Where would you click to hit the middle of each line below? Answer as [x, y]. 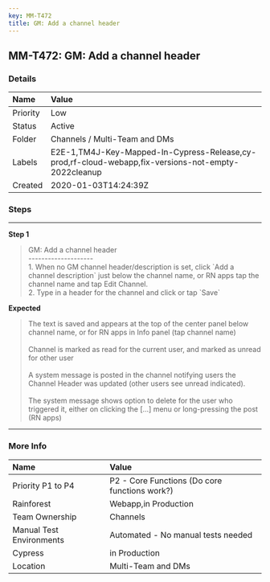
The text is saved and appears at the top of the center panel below [138, 324]
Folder [25, 139]
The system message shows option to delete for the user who [130, 401]
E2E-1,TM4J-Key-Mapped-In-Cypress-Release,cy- [154, 152]
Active [63, 126]
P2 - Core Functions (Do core [166, 481]
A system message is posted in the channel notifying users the [132, 375]
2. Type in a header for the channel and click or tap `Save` [124, 293]
